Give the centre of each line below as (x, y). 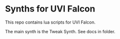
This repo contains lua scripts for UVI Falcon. (50, 22)
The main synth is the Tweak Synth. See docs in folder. (60, 31)
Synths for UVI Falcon (50, 9)
